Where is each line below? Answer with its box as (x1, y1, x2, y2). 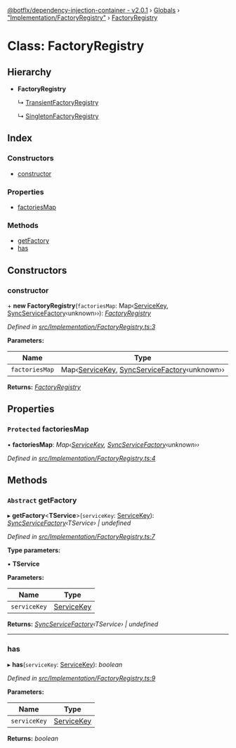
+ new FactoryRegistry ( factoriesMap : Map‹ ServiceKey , (7, 301, 169, 310)
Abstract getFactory (7, 495, 77, 505)
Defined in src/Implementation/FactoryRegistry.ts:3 (7, 322, 156, 331)
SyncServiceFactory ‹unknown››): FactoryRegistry (7, 309, 151, 317)
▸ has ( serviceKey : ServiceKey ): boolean (7, 660, 123, 668)
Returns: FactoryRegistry (7, 383, 81, 391)
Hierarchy (7, 66, 52, 78)
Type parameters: (7, 546, 61, 554)
